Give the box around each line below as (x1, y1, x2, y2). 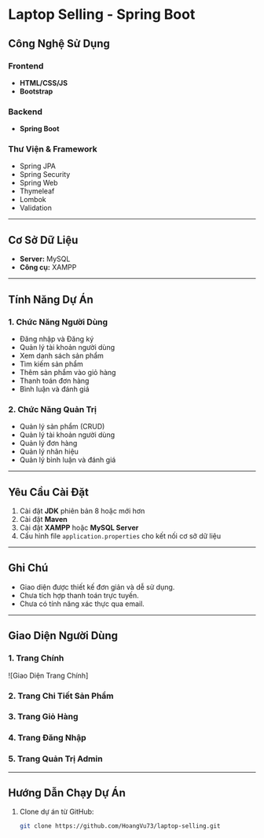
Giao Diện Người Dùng (8, 629, 118, 642)
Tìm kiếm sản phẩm (19, 359, 84, 369)
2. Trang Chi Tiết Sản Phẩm (8, 690, 114, 701)
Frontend (8, 61, 44, 72)
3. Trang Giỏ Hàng (8, 711, 79, 722)
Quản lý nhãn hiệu (19, 447, 79, 457)
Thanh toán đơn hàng (19, 376, 90, 385)
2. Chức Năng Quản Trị (8, 403, 97, 414)
